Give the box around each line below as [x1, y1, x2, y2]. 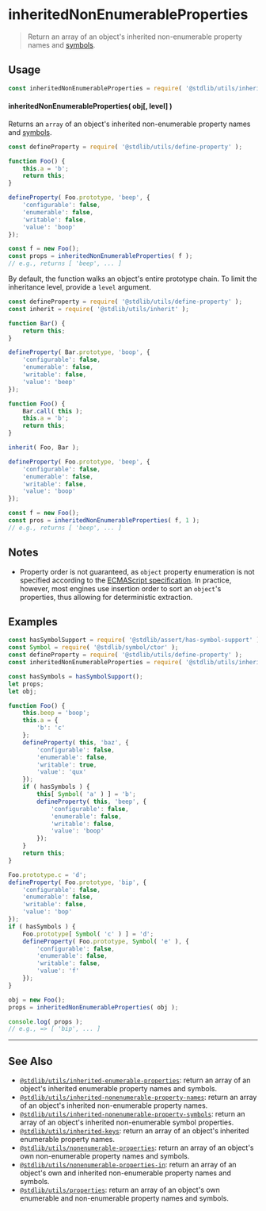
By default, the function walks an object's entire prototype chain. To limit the [8, 274, 257, 283]
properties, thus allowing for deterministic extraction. [19, 592, 193, 602]
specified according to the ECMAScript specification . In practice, [19, 575, 232, 585]
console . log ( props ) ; [8, 1017, 83, 1025]
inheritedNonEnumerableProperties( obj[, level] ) [8, 102, 173, 111]
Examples [8, 615, 58, 629]
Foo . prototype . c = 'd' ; [8, 871, 87, 878]
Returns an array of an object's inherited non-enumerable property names [8, 119, 251, 129]
